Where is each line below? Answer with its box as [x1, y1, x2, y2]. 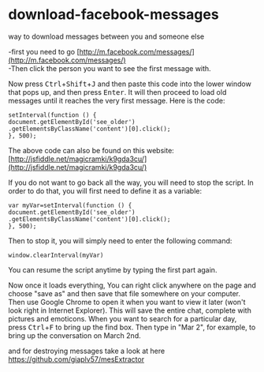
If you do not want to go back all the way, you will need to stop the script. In [8, 178, 254, 187]
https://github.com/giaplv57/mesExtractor [8, 354, 144, 364]
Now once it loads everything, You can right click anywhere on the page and [8, 280, 256, 290]
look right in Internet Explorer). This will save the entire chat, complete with [8, 306, 252, 315]
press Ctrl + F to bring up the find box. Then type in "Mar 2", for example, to [8, 322, 256, 332]
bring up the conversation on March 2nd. [8, 330, 142, 340]
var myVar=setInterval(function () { [8, 201, 132, 209]
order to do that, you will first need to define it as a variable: [8, 186, 203, 195]
